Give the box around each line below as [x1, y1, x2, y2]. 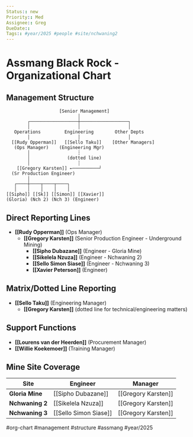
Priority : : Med [6, 14, 44, 20]
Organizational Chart [6, 69, 111, 83]
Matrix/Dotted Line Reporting [6, 283, 117, 294]
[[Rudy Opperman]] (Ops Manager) [14, 228, 102, 235]
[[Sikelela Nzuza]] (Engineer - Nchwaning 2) [32, 254, 142, 261]
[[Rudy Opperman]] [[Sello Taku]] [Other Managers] [11, 140, 155, 145]
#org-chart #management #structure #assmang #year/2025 [6, 424, 153, 431]
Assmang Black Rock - [6, 56, 120, 70]
